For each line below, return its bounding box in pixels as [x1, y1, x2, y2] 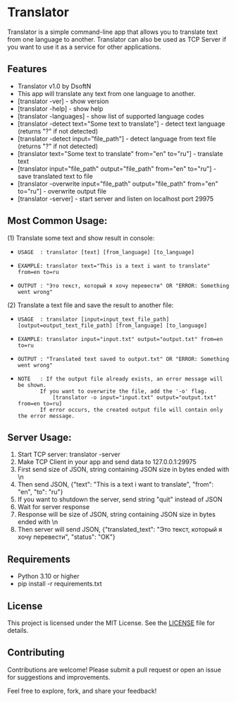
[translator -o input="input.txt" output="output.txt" [52, 393, 217, 401]
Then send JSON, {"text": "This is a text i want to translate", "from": [17, 480, 214, 489]
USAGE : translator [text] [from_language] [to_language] [17, 249, 195, 256]
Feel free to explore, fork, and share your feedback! [7, 686, 157, 695]
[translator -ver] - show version [17, 97, 109, 105]
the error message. [17, 412, 75, 420]
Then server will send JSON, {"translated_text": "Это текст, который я [17, 525, 223, 534]
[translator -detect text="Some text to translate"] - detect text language [17, 119, 225, 128]
